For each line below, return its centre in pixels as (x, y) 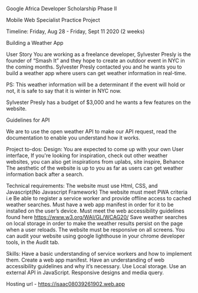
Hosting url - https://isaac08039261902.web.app (66, 284)
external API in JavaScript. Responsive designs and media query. (85, 272)
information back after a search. (45, 174)
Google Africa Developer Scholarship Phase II (62, 9)
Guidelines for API (28, 120)
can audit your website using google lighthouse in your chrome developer (95, 236)
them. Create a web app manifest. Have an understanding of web (85, 260)
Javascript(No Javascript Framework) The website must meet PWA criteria (97, 192)
